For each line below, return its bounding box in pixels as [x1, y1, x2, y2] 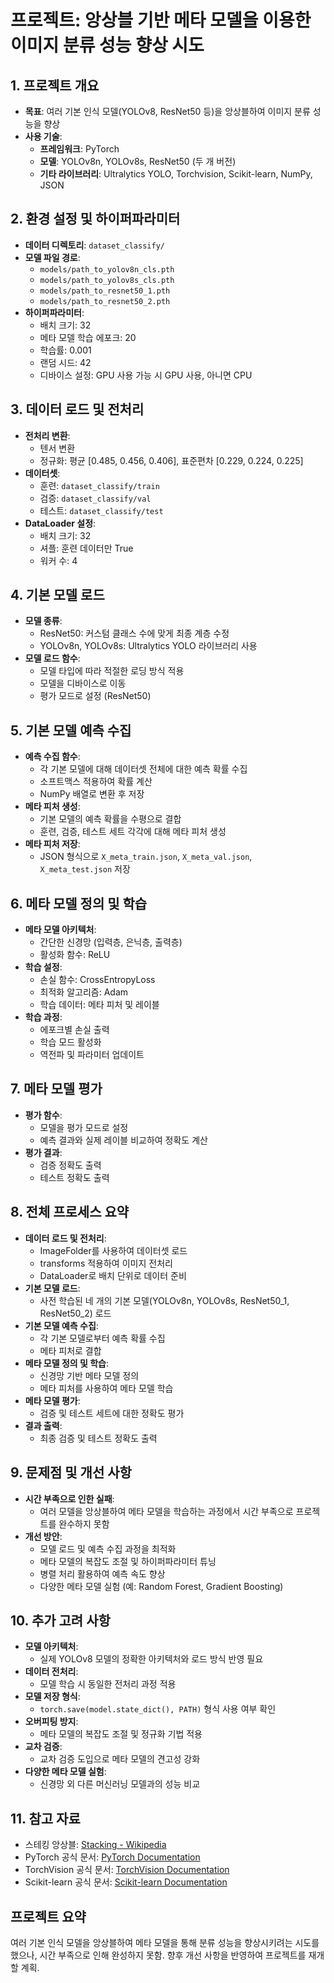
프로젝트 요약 [10, 1908, 87, 1925]
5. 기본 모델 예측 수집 [10, 722, 132, 739]
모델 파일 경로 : [24, 251, 81, 263]
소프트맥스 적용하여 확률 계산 [39, 776, 153, 788]
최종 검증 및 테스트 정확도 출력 [39, 1432, 158, 1444]
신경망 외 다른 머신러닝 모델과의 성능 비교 [39, 1778, 201, 1790]
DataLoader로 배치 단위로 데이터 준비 [39, 1269, 187, 1281]
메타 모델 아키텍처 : [24, 924, 97, 936]
